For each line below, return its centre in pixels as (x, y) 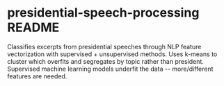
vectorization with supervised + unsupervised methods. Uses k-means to (112, 54)
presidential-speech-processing (103, 13)
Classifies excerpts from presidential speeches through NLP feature (104, 46)
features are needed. (37, 76)
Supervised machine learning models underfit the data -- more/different (110, 69)
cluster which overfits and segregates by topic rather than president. (105, 61)
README (33, 27)
